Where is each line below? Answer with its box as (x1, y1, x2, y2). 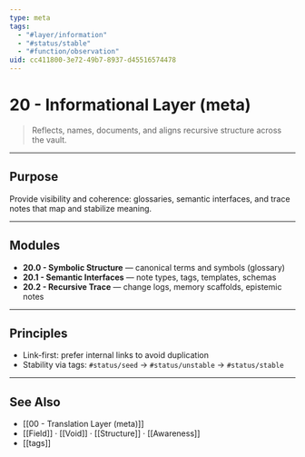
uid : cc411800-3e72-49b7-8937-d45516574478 (9, 55, 177, 65)
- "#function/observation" (17, 47, 120, 56)
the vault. (31, 134, 67, 145)
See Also (9, 394, 61, 410)
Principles (9, 325, 68, 341)
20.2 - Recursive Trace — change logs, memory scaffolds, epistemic (22, 281, 282, 292)
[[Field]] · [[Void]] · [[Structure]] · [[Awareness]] (22, 428, 201, 439)
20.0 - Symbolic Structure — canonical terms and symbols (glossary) (22, 262, 286, 273)
